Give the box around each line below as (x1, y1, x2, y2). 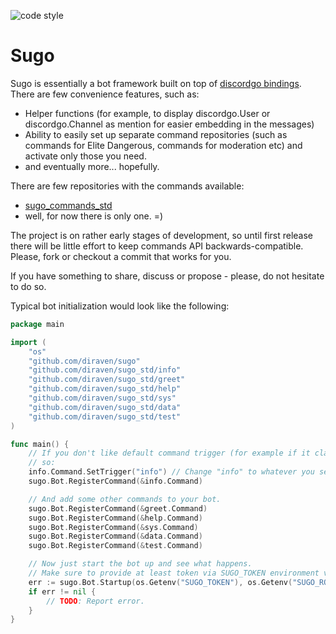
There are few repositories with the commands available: (10, 180, 245, 192)
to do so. (10, 280, 47, 292)
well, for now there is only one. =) (24, 210, 164, 222)
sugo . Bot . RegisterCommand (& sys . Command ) (28, 522, 199, 532)
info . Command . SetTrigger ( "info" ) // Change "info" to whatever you (28, 467, 315, 477)
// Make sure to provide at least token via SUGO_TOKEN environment (28, 568, 320, 579)
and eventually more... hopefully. (24, 160, 160, 172)
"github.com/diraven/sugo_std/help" (28, 384, 182, 394)
